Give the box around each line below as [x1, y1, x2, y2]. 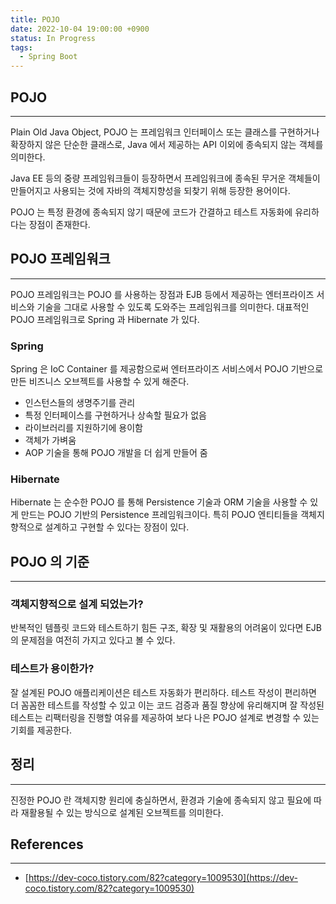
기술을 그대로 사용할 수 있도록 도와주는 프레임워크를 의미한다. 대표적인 [36, 301, 310, 313]
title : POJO [10, 14, 60, 25]
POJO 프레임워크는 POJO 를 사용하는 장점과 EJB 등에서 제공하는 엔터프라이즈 [10, 288, 315, 300]
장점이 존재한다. [28, 218, 91, 230]
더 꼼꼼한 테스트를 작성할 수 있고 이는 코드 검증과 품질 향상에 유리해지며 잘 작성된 [10, 699, 325, 711]
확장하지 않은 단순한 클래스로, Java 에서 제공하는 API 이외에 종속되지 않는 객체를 [10, 138, 324, 150]
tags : [10, 42, 33, 53]
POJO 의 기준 [10, 553, 90, 570]
